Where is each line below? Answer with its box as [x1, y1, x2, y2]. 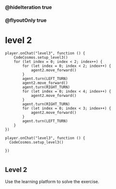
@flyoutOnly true [5, 16, 47, 23]
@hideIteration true [5, 4, 52, 11]
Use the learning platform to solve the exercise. [5, 178, 100, 184]
